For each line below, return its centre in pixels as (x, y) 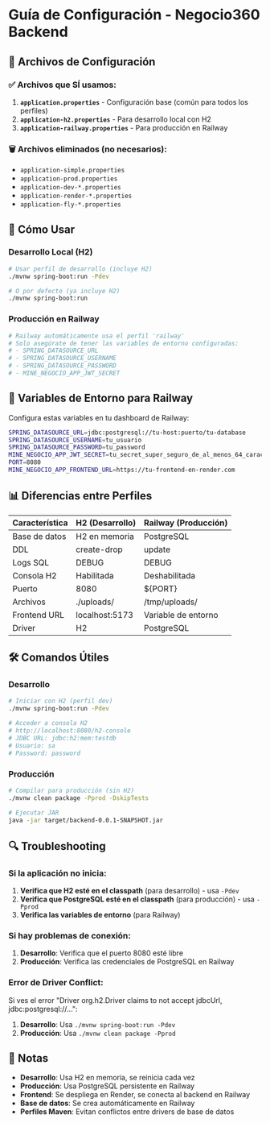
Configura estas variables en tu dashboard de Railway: (99, 417)
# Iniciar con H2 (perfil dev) (61, 701)
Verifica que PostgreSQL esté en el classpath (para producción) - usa (137, 899)
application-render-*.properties (76, 196)
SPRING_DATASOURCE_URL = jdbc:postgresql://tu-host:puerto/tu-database (127, 433)
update (157, 549)
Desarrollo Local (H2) (51, 252)
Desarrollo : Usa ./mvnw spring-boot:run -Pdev (98, 1024)
